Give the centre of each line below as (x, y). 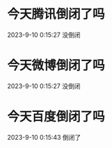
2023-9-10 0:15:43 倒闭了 (44, 137)
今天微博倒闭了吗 (56, 66)
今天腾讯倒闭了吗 (56, 14)
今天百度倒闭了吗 (56, 117)
